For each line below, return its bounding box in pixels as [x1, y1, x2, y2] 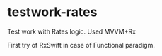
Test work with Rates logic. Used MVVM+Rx [7, 27, 137, 36]
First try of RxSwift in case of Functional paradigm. [7, 41, 156, 49]
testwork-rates [7, 4, 98, 20]
